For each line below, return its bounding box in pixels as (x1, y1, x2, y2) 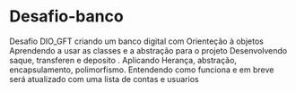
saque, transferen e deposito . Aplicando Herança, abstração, (9, 54, 238, 65)
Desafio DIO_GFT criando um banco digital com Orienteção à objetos (9, 36, 265, 46)
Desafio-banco (9, 6, 124, 27)
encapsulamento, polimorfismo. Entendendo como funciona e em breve (9, 64, 274, 75)
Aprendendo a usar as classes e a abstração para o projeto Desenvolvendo (9, 45, 288, 55)
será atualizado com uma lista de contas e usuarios (9, 73, 199, 84)
